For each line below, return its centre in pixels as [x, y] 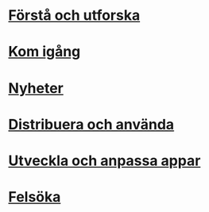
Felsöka [35, 197]
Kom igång [45, 52]
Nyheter [36, 88]
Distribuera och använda [91, 124]
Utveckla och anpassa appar [104, 160]
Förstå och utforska [74, 15]
